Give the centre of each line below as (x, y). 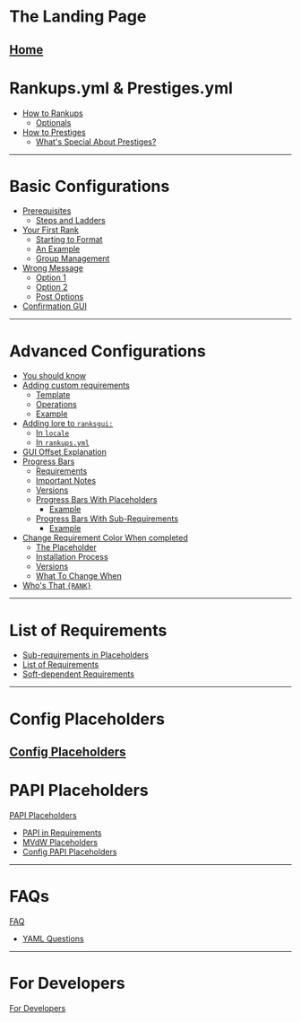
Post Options (60, 297)
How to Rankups (52, 113)
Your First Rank (50, 230)
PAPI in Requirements (62, 833)
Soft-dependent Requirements (78, 674)
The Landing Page (78, 17)
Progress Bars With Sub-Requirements (107, 519)
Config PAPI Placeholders (69, 852)
